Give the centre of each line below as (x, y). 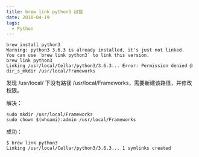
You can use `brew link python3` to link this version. (78, 55)
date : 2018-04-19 (28, 17)
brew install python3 (33, 45)
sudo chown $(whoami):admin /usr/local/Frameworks (71, 120)
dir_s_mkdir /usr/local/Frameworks (51, 71)
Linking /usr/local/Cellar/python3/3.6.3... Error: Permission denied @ (99, 66)
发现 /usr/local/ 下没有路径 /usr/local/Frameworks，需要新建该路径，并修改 (99, 83)
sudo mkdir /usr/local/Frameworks (50, 114)
